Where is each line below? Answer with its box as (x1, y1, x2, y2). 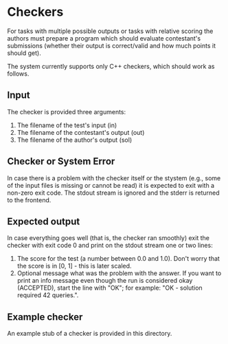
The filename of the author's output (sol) (16, 136, 133, 144)
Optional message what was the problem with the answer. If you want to (16, 269, 222, 277)
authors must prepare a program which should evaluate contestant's (7, 34, 201, 42)
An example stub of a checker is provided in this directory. (7, 330, 172, 338)
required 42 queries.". (16, 291, 79, 299)
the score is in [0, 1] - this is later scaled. (16, 262, 132, 270)
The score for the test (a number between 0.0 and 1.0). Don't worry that (16, 255, 220, 263)
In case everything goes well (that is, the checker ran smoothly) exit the (7, 234, 209, 242)
